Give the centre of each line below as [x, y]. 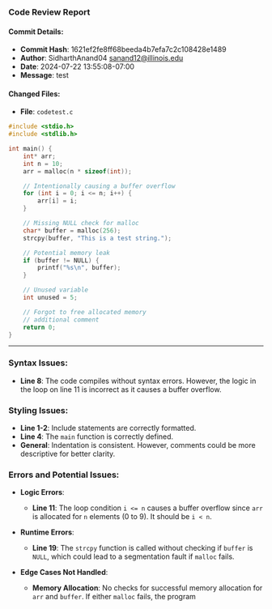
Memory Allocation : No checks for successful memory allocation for [147, 588]
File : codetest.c [47, 112]
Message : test [44, 75]
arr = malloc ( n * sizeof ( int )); [77, 171]
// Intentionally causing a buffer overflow [99, 186]
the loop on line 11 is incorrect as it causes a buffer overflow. [121, 389]
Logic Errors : [42, 492]
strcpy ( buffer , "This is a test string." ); [98, 238]
